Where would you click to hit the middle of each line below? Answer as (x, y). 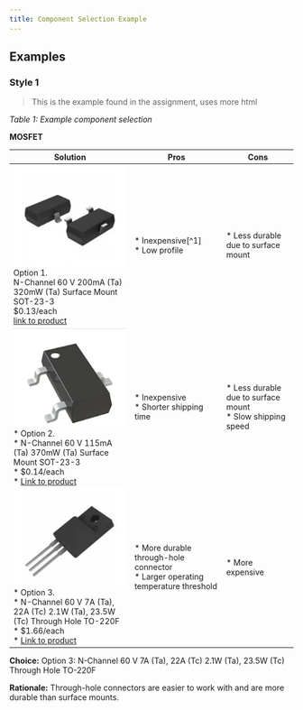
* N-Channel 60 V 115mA (63, 443)
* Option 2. (34, 434)
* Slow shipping (256, 417)
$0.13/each (35, 310)
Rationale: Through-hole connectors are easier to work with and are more (147, 687)
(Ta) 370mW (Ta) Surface (61, 453)
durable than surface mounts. (64, 697)
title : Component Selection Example (78, 19)
